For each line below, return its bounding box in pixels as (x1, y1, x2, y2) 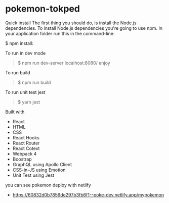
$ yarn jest (17, 99, 40, 105)
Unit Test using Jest (12, 172, 55, 178)
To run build (5, 69, 30, 76)
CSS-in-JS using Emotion (12, 167, 66, 173)
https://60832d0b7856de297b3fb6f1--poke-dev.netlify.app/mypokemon (12, 191, 164, 197)
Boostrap (12, 156, 32, 162)
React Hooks (12, 134, 39, 140)
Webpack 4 (12, 150, 37, 157)
